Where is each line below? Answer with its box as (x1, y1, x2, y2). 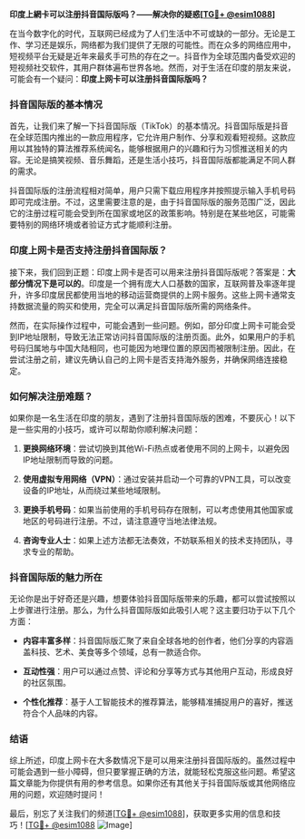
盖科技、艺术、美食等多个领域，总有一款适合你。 (22, 647, 206, 658)
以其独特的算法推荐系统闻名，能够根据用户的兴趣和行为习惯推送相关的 (16, 143, 280, 154)
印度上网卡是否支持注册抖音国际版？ (9, 244, 168, 257)
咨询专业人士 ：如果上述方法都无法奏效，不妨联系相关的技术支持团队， (22, 534, 286, 545)
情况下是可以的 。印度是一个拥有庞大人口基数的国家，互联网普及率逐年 (25, 278, 288, 288)
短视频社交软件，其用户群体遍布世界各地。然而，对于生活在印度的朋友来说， (9, 63, 296, 73)
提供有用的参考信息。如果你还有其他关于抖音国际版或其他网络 (56, 777, 288, 788)
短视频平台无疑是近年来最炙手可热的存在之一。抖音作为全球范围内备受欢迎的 (9, 51, 296, 62)
